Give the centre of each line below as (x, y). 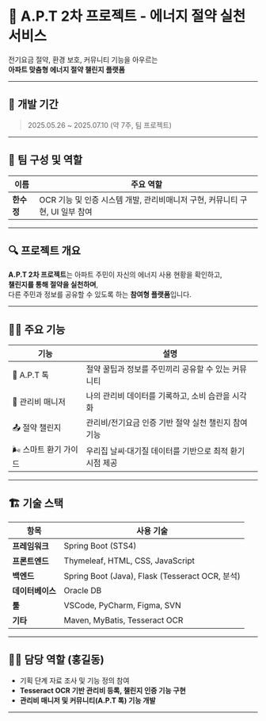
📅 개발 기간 (34, 104)
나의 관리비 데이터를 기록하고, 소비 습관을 (158, 396)
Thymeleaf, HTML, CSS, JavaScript (129, 561)
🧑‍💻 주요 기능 (37, 329)
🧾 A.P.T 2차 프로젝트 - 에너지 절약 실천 (127, 16)
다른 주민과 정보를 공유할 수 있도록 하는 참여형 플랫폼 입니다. (100, 295)
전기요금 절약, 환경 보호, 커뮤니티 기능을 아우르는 (83, 60)
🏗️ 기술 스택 (36, 503)
